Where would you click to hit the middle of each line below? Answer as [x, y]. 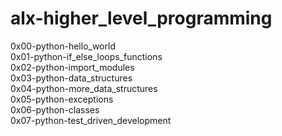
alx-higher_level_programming [141, 18]
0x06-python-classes [55, 109]
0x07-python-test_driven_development [91, 120]
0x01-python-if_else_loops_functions [86, 56]
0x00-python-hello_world [63, 46]
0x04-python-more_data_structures [84, 88]
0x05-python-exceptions [62, 99]
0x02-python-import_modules [72, 67]
